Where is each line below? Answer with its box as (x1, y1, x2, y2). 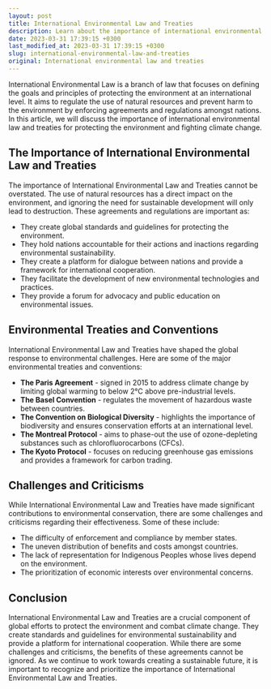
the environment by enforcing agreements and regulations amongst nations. (8, 105, 261, 114)
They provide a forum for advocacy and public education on (19, 291, 221, 300)
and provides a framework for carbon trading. (19, 455, 173, 465)
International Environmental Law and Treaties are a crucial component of (8, 613, 251, 622)
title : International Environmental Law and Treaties (8, 19, 194, 28)
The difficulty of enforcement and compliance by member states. (19, 533, 237, 543)
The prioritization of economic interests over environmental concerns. (19, 567, 253, 577)
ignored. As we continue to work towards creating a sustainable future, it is (8, 656, 259, 665)
